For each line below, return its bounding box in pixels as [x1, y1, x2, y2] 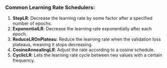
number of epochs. [12, 20, 52, 26]
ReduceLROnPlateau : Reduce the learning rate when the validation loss [12, 36, 161, 42]
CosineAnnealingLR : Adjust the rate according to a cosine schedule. [12, 47, 155, 53]
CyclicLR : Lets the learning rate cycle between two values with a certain [12, 52, 162, 58]
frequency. [12, 58, 35, 64]
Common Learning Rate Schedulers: [5, 4, 95, 11]
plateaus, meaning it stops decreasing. [12, 42, 93, 48]
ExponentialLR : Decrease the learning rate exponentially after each [12, 26, 152, 32]
